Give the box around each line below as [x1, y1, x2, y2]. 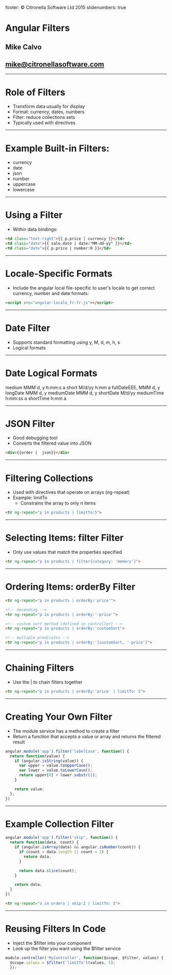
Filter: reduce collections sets [12, 114, 75, 120]
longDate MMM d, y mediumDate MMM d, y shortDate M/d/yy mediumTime [5, 389, 164, 396]
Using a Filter [5, 210, 63, 221]
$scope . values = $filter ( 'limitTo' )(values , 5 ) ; [10, 960, 116, 965]
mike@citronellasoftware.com [5, 60, 104, 69]
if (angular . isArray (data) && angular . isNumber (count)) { [14, 845, 141, 850]
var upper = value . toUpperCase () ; [18, 763, 93, 768]
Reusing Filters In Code [5, 923, 106, 935]
